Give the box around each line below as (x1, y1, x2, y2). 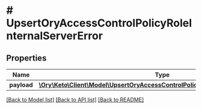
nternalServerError (6, 29, 103, 43)
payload (9, 81, 33, 89)
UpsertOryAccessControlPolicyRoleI (6, 16, 192, 30)
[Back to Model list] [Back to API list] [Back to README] (6, 96, 144, 103)
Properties (6, 53, 47, 63)
